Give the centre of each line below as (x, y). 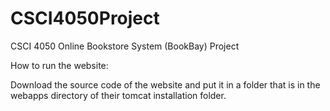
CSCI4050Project (85, 18)
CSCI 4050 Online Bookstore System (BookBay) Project (125, 46)
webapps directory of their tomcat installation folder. (118, 95)
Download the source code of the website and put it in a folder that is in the (165, 84)
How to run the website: (59, 65)
